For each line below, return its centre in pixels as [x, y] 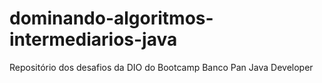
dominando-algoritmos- [111, 18]
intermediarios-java [93, 39]
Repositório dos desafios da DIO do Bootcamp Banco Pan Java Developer [161, 67]
